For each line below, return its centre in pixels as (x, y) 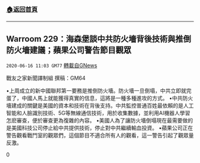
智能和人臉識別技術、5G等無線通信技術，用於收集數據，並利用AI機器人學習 (98, 113)
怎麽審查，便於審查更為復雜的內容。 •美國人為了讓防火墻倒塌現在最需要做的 (100, 121)
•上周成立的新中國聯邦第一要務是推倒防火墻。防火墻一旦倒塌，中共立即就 (96, 91)
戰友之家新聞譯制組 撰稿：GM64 (46, 78)
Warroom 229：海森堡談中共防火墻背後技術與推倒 (99, 39)
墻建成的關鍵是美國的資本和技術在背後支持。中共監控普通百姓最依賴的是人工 (100, 106)
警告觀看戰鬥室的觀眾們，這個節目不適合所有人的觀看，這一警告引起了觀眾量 (100, 136)
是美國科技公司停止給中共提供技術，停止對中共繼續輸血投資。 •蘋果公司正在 (100, 128)
